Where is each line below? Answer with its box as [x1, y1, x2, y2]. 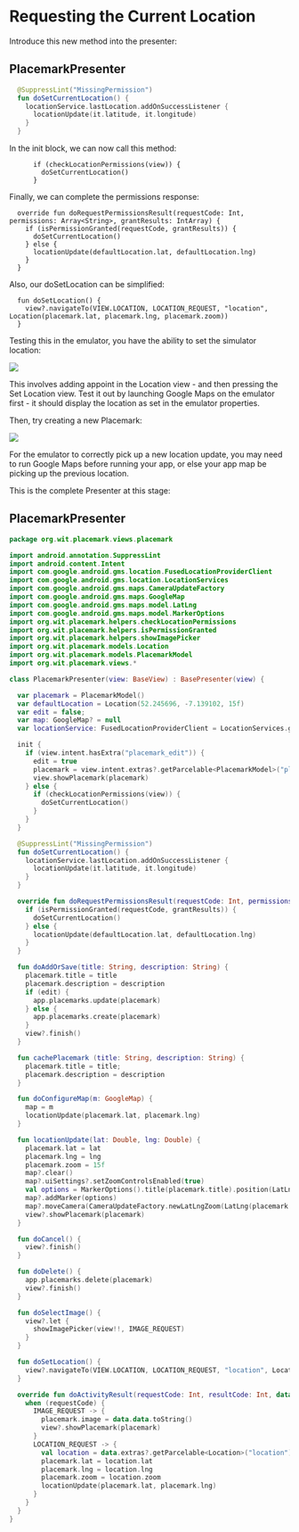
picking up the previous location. [9, 468, 129, 478]
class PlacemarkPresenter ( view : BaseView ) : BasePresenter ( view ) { [9, 675, 265, 683]
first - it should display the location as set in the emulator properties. [9, 398, 260, 408]
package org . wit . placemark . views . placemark [9, 534, 174, 543]
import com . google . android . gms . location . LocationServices [9, 576, 229, 585]
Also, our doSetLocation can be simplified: [9, 279, 165, 289]
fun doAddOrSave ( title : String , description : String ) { [17, 963, 229, 972]
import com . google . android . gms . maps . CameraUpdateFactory [9, 584, 225, 593]
